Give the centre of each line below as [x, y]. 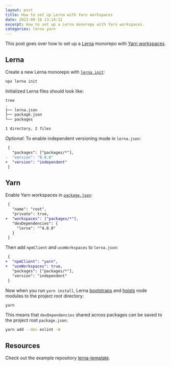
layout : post [19, 10]
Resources [23, 346]
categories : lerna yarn [31, 29]
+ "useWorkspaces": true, [34, 266]
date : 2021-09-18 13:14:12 [34, 19]
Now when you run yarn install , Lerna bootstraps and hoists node [76, 290]
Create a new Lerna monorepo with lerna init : [55, 72]
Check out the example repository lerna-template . [58, 358]
